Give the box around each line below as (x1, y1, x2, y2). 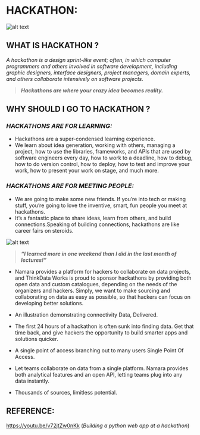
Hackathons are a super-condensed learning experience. (14, 135, 155, 143)
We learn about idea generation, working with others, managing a (14, 142, 176, 149)
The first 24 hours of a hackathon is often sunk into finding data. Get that (14, 323, 194, 330)
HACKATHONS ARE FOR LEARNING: (6, 122, 112, 130)
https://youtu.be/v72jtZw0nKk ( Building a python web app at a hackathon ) (6, 422, 190, 429)
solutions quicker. (14, 335, 58, 342)
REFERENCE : (6, 406, 55, 417)
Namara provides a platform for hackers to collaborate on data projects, (14, 268, 191, 275)
